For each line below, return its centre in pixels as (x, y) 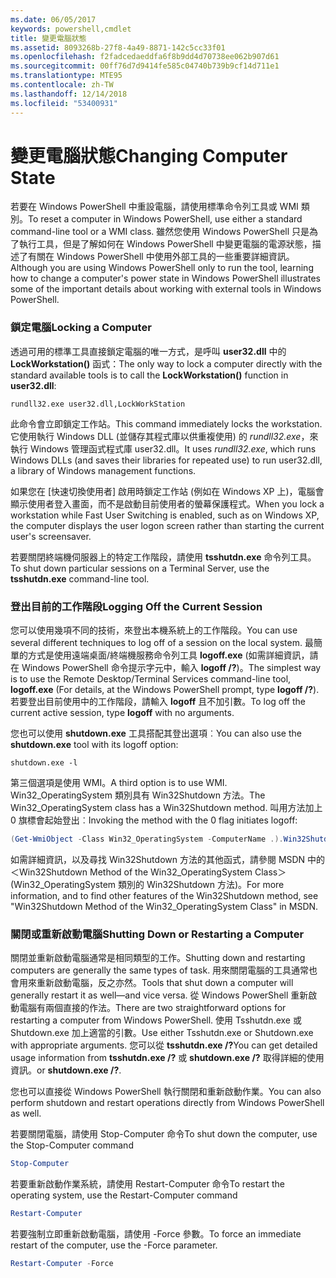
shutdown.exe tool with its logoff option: (94, 745)
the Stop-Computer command (72, 1145)
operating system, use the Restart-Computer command (124, 1195)
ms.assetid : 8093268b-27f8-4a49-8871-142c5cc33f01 (118, 47)
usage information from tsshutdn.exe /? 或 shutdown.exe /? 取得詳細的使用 (167, 1058)
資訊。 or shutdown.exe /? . (66, 1070)
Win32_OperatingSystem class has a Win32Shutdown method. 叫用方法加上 (166, 808)
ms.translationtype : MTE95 (66, 76)
